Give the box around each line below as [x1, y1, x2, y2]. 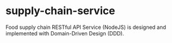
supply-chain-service [5, 4, 116, 18]
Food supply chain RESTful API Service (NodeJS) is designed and [5, 24, 167, 31]
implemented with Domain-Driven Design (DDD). [5, 29, 125, 37]
